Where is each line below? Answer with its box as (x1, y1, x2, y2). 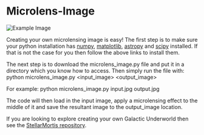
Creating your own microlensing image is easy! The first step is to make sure (6, 36, 198, 43)
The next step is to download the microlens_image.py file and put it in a (6, 61, 185, 68)
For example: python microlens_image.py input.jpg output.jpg (6, 85, 160, 92)
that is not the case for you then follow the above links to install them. (6, 48, 180, 56)
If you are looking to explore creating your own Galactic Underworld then (6, 115, 189, 122)
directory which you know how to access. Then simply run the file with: (6, 67, 185, 74)
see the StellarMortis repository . (6, 121, 87, 128)
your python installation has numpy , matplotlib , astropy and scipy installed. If (6, 42, 198, 50)
